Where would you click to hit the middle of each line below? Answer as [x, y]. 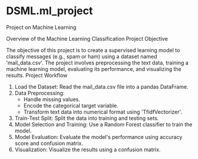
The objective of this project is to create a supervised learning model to [93, 50]
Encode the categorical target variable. [71, 105]
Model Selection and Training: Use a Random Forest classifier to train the [103, 124]
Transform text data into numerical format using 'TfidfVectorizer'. [103, 112]
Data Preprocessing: [40, 93]
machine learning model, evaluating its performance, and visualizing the [94, 69]
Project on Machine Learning [41, 27]
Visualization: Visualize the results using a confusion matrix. [87, 150]
